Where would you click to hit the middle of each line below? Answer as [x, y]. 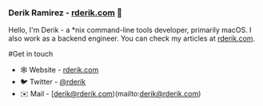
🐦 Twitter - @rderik [53, 82]
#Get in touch [31, 54]
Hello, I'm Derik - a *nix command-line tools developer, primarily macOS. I [130, 30]
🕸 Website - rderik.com [59, 70]
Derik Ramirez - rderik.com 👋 [65, 13]
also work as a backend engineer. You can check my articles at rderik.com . [132, 38]
